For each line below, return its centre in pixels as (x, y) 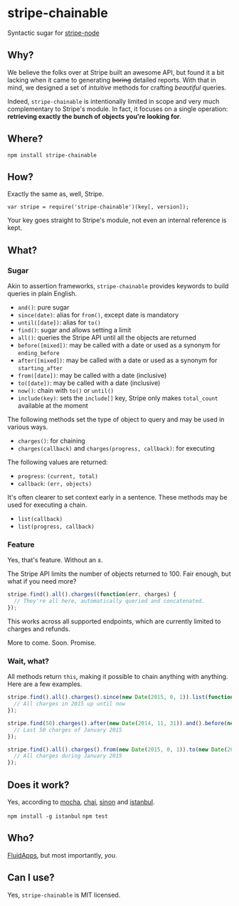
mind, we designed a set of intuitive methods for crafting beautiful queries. (117, 88)
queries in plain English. (42, 294)
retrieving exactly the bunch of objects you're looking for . (94, 116)
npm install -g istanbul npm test (58, 816)
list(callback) (40, 520)
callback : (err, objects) (55, 484)
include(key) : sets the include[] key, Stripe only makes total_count (118, 398)
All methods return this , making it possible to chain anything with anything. (118, 677)
